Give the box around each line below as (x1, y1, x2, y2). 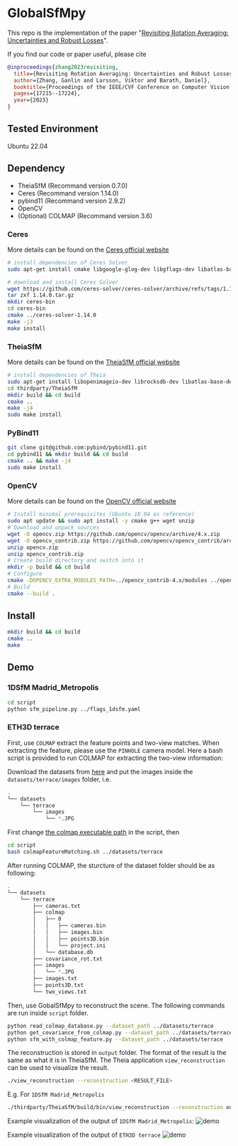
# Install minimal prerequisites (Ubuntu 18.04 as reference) (7, 510, 195, 518)
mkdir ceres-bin (7, 299, 55, 306)
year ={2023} (13, 97, 50, 104)
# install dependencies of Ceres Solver (7, 259, 129, 266)
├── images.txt (33, 975, 78, 982)
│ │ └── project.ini (33, 942, 106, 949)
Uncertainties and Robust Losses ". (7, 36, 108, 44)
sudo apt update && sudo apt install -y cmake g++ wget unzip (7, 518, 195, 525)
